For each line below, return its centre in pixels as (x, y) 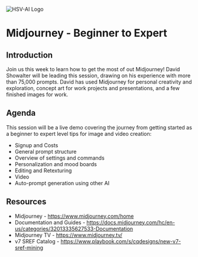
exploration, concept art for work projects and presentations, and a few (93, 88)
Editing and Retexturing (43, 170)
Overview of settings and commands (59, 158)
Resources (26, 202)
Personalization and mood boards (56, 164)
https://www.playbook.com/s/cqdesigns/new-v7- (121, 241)
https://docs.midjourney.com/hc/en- (131, 222)
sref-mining (29, 248)
